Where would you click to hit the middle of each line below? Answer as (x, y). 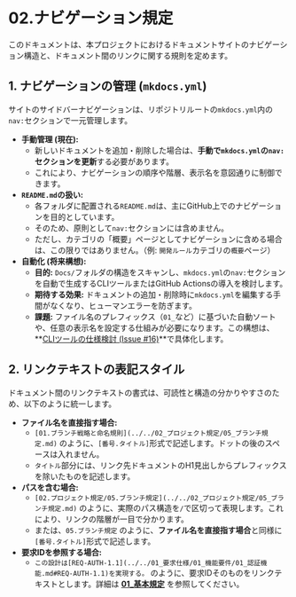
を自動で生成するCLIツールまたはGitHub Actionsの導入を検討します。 (161, 283)
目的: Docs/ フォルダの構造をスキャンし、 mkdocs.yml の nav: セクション (160, 272)
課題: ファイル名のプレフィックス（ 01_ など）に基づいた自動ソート (155, 317)
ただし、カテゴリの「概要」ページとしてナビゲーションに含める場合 (158, 239)
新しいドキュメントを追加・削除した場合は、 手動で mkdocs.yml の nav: (159, 150)
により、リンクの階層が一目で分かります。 (112, 519)
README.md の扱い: (52, 194)
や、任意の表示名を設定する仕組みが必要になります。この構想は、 (154, 327)
